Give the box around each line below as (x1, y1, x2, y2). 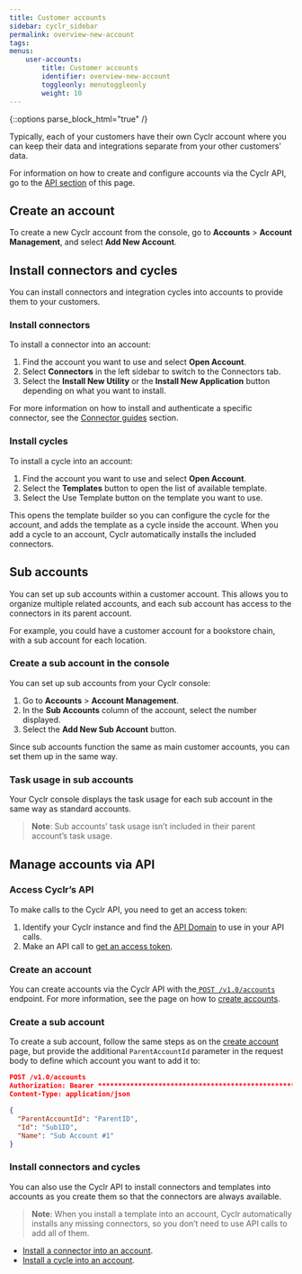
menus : (9, 47, 34, 56)
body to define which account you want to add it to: (9, 1056, 200, 1067)
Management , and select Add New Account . (9, 236, 177, 248)
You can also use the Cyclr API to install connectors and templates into (9, 1181, 271, 1192)
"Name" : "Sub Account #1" (17, 1131, 115, 1141)
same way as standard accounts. (9, 803, 132, 814)
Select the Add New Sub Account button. (22, 723, 177, 735)
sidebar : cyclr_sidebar (9, 22, 99, 31)
